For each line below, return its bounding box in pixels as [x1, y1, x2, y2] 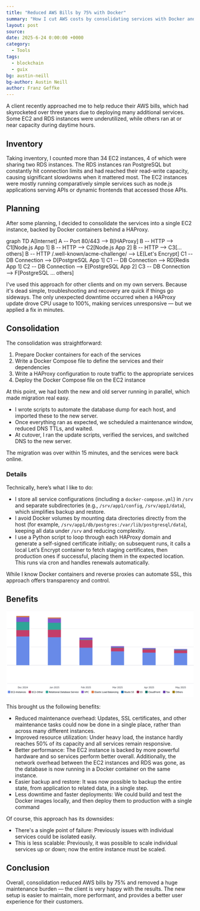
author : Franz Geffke [6, 85, 60, 91]
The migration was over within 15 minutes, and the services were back [6, 449, 179, 456]
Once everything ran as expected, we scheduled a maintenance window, [14, 418, 193, 425]
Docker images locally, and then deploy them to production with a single [14, 797, 192, 804]
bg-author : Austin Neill [6, 79, 68, 85]
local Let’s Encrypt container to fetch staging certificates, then [14, 546, 168, 553]
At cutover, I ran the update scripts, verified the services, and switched [14, 431, 189, 438]
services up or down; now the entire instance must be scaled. [14, 845, 167, 852]
